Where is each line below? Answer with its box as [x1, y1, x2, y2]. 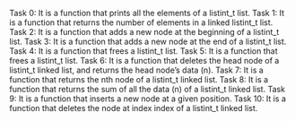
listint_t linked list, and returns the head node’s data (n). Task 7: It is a [9, 65, 265, 75]
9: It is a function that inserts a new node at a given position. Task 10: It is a [9, 93, 287, 104]
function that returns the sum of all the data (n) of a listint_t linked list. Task [9, 84, 285, 94]
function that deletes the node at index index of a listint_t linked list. [9, 103, 258, 113]
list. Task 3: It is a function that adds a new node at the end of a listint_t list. [9, 36, 287, 47]
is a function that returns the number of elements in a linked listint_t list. [9, 17, 273, 28]
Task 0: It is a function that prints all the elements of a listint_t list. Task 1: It [9, 8, 285, 18]
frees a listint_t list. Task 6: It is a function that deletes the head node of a [9, 56, 280, 65]
